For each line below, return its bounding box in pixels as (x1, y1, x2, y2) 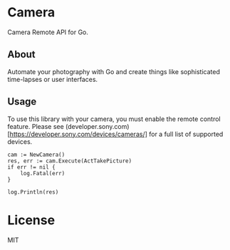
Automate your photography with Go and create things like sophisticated (7, 67, 221, 75)
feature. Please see (7, 122, 64, 130)
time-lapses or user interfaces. (7, 75, 98, 83)
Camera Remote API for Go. (7, 28, 89, 36)
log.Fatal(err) (20, 170, 66, 177)
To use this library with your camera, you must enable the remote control (7, 115, 221, 123)
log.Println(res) (7, 188, 59, 196)
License (7, 212, 56, 228)
